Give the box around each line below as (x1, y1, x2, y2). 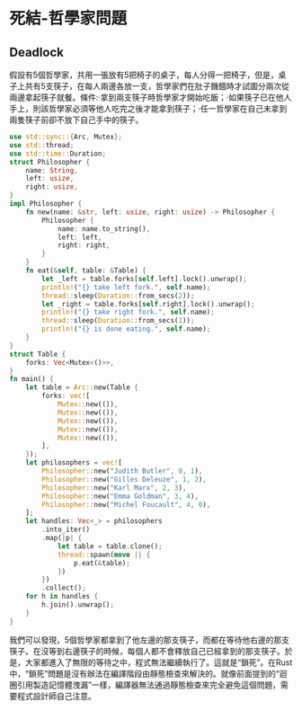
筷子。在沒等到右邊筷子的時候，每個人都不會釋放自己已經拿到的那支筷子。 (9, 645, 285, 656)
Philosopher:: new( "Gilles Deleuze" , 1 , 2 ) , (41, 475, 207, 484)
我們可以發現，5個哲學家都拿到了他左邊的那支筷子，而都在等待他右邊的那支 (9, 635, 290, 645)
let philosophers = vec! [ (25, 458, 123, 467)
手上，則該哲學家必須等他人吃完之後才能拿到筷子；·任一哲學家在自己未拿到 (9, 103, 288, 113)
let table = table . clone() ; (57, 541, 164, 551)
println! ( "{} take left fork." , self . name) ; (41, 282, 211, 292)
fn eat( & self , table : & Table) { (25, 266, 147, 275)
